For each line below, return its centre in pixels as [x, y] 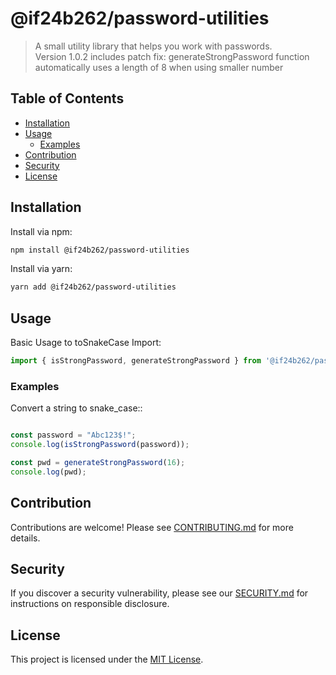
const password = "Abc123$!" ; [73, 435]
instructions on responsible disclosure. [90, 604]
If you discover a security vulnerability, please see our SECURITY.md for [159, 593]
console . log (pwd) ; [48, 472]
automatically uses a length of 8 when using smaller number [159, 67]
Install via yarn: [41, 269]
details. [25, 538]
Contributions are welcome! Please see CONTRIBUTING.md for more [152, 527]
